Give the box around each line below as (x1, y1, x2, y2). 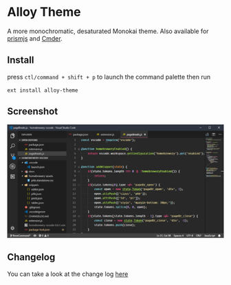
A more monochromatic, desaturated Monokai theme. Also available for (7, 27, 209, 35)
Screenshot (7, 106, 58, 117)
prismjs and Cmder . (7, 34, 63, 42)
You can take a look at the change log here (7, 270, 129, 278)
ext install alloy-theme (7, 87, 78, 94)
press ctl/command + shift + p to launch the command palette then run (7, 72, 211, 81)
